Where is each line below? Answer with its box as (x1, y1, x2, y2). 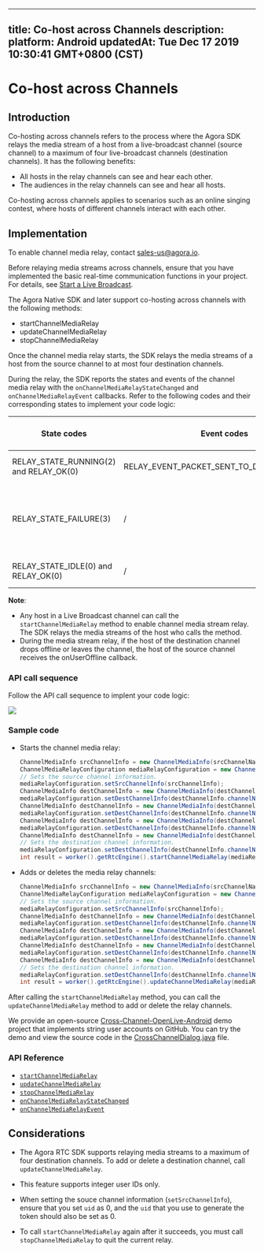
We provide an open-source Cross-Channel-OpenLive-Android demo (8, 1016, 233, 1026)
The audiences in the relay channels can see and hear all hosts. (19, 181, 226, 190)
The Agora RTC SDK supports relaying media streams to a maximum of (19, 1148, 250, 1157)
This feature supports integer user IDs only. (19, 1179, 161, 1189)
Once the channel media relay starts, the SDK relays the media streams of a (8, 351, 253, 360)
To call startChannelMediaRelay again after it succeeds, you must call (19, 1227, 244, 1236)
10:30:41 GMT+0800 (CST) (8, 48, 144, 61)
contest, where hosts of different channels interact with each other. (8, 204, 226, 214)
